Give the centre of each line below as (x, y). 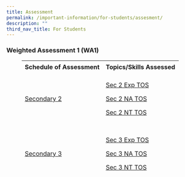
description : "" (27, 23)
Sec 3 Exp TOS (127, 140)
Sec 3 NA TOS (126, 153)
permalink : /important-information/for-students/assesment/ (85, 18)
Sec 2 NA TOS (126, 99)
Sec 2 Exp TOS (127, 85)
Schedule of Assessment (62, 67)
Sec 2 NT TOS (126, 112)
